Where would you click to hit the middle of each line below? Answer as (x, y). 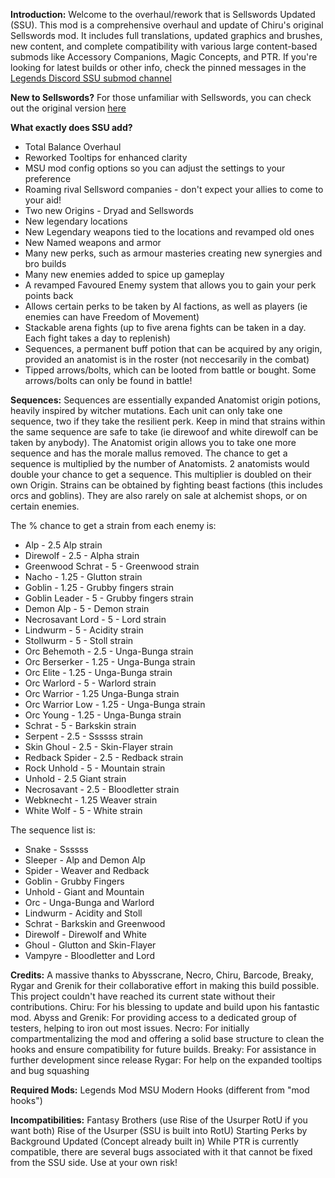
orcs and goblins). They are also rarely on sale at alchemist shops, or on (159, 495)
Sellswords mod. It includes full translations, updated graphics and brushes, (166, 35)
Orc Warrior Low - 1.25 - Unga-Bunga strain (115, 704)
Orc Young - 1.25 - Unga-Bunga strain (103, 715)
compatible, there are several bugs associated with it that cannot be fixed (161, 1152)
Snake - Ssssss (56, 849)
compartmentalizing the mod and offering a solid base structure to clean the (167, 1038)
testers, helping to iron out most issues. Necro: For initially (130, 1028)
